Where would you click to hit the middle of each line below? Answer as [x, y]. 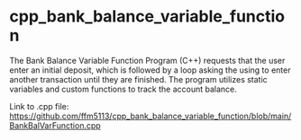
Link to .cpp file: [39, 106]
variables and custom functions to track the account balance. [123, 89]
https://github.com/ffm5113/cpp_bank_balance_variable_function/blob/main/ [150, 116]
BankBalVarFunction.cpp [55, 125]
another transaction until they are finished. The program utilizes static [138, 79]
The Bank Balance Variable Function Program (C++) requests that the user [147, 60]
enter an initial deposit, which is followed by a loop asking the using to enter [150, 70]
